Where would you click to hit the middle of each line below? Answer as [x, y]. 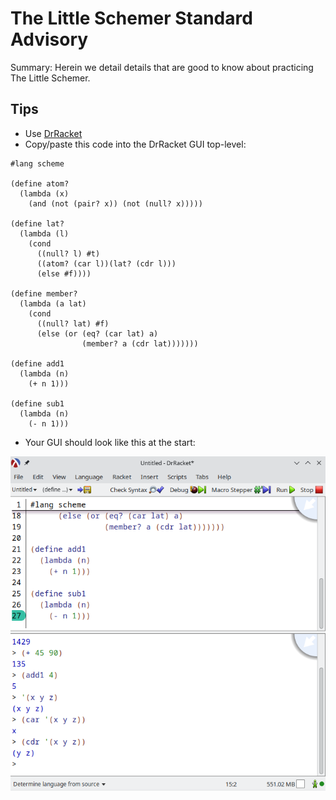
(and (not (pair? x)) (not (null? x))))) [115, 203]
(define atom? [40, 183]
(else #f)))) [64, 273]
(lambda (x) [44, 193]
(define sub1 [37, 403]
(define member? [44, 293]
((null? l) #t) [68, 253]
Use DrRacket [53, 133]
